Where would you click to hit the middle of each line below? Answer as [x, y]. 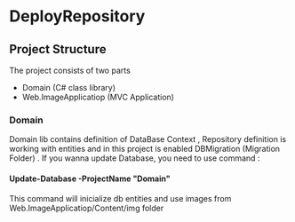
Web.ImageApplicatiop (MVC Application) [98, 97]
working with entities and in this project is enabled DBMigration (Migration [145, 149]
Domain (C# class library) [69, 87]
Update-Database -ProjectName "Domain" [90, 178]
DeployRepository [77, 16]
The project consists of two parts [70, 70]
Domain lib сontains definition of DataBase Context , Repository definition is [148, 139]
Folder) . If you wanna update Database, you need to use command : [135, 158]
